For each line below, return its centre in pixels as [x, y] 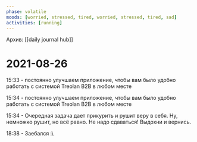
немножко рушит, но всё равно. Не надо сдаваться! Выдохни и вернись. [99, 122]
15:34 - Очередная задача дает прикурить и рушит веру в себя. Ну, [92, 116]
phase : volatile [26, 12]
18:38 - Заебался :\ [30, 134]
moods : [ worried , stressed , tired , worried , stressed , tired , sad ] [92, 17]
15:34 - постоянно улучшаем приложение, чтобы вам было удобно [91, 98]
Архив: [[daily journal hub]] [40, 40]
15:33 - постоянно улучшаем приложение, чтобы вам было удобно [91, 80]
